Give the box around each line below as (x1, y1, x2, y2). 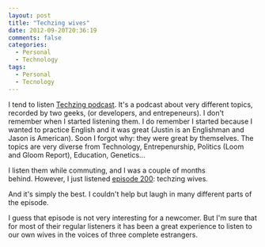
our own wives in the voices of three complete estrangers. (8, 230, 199, 239)
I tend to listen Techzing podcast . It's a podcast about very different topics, (8, 100, 253, 109)
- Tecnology (15, 78, 55, 85)
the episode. (8, 197, 49, 207)
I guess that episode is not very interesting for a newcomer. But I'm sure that (8, 213, 257, 222)
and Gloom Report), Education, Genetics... (8, 150, 146, 159)
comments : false (8, 33, 62, 42)
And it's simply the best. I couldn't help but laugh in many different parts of (8, 189, 252, 199)
